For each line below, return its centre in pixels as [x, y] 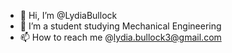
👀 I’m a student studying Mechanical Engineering [120, 26]
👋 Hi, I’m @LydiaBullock [68, 15]
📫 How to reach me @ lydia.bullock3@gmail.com [120, 37]
